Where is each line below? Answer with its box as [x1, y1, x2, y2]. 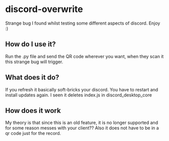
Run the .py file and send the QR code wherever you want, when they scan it [5, 53, 164, 59]
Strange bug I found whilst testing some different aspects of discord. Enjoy [5, 20, 160, 26]
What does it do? [5, 73, 59, 82]
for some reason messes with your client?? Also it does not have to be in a [5, 125, 159, 131]
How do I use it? [5, 40, 56, 49]
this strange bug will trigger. [5, 59, 63, 65]
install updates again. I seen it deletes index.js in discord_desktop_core [5, 92, 152, 98]
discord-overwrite [5, 4, 83, 15]
